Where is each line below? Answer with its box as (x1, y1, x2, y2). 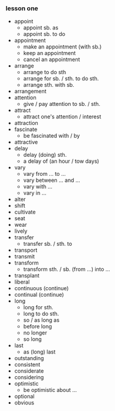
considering (14, 374, 44, 381)
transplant (14, 272, 40, 279)
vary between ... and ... (23, 176, 80, 184)
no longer (23, 329, 47, 336)
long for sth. (23, 304, 53, 311)
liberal (14, 278, 30, 285)
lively (14, 227, 28, 235)
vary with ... (23, 183, 53, 190)
